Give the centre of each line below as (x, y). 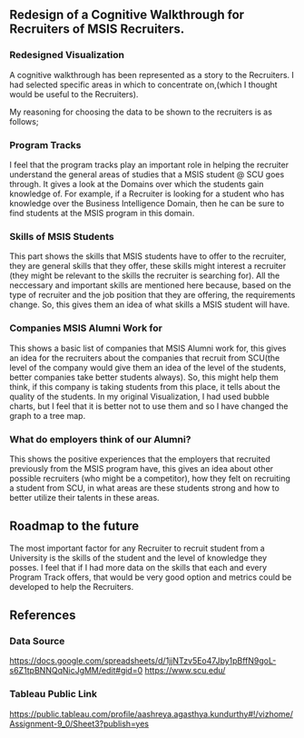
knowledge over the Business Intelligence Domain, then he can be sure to (147, 203)
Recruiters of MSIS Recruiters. (97, 30)
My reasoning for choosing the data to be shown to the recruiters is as (141, 112)
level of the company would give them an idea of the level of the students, (148, 367)
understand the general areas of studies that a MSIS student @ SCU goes (147, 174)
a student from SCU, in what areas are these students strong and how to (144, 488)
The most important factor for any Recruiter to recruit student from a (137, 548)
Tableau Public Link (54, 694)
